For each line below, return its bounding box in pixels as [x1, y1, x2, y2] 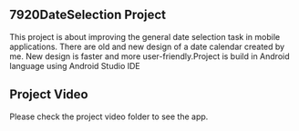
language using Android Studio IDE [9, 60, 141, 71]
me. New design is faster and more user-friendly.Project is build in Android [9, 50, 290, 62]
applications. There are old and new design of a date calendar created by [9, 41, 285, 52]
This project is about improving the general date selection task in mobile [9, 31, 281, 42]
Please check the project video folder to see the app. [9, 111, 209, 122]
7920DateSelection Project [9, 7, 167, 23]
